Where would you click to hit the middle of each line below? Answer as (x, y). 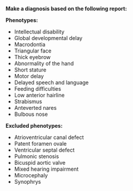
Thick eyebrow (32, 57)
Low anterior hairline (39, 95)
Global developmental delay (48, 38)
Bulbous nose (31, 114)
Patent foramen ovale (40, 144)
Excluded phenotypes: (34, 126)
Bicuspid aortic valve (40, 163)
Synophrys (27, 182)
